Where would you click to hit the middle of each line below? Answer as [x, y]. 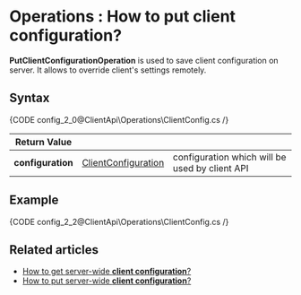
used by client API [211, 168]
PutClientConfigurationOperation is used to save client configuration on [144, 60]
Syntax [30, 98]
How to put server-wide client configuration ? [107, 281]
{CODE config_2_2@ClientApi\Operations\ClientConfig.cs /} [119, 221]
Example [34, 200]
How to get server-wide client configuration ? [107, 272]
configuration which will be [230, 157]
